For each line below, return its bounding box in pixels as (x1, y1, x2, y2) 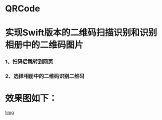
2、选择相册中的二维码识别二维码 (5, 73, 85, 80)
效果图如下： (5, 93, 58, 104)
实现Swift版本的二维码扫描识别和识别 (5, 27, 158, 39)
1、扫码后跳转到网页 (5, 58, 54, 65)
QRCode (5, 3, 41, 14)
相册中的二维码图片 (5, 40, 84, 51)
